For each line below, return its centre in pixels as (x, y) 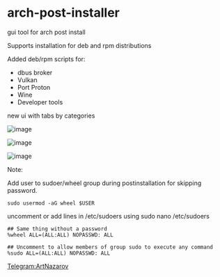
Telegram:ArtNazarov (38, 266)
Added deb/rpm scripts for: (46, 59)
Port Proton (34, 87)
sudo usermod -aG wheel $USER (51, 203)
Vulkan (27, 80)
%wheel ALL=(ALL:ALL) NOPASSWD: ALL (60, 235)
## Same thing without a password (57, 229)
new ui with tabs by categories (51, 116)
